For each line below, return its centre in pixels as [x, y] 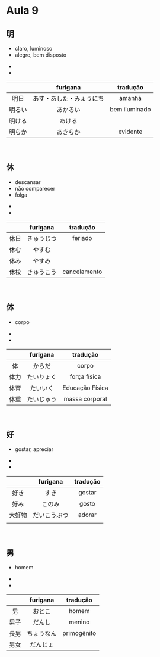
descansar [28, 182]
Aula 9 [22, 10]
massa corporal [85, 398]
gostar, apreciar [34, 449]
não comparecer [35, 188]
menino [79, 622]
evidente [130, 132]
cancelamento [82, 272]
